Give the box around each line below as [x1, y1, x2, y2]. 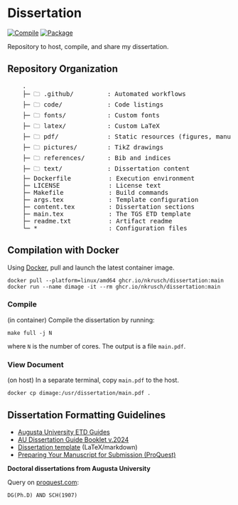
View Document [7, 359, 64, 369]
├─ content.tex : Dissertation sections [22, 203, 195, 211]
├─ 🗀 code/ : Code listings [22, 100, 164, 108]
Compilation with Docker [7, 244, 119, 257]
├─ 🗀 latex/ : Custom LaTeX [22, 122, 160, 129]
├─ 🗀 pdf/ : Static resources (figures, [22, 132, 212, 140]
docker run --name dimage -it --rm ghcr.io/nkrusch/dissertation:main [7, 283, 221, 290]
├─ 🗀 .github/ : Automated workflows [22, 90, 186, 97]
